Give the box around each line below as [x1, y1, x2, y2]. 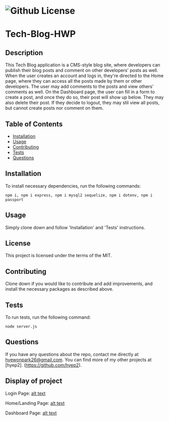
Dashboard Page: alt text [5, 410, 57, 416]
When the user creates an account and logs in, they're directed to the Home [5, 73, 164, 79]
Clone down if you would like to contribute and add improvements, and [5, 280, 153, 287]
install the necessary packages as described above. [5, 286, 114, 292]
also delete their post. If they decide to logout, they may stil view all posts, [5, 99, 160, 106]
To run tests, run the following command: [5, 314, 91, 321]
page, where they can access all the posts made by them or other [5, 78, 142, 84]
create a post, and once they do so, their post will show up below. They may [5, 94, 164, 100]
